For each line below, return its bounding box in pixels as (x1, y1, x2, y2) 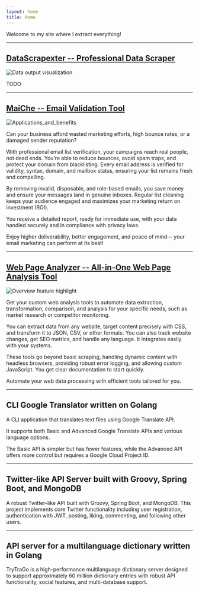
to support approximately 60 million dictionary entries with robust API (6, 572, 176, 579)
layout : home (6, 8, 38, 15)
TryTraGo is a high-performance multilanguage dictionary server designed (6, 566, 188, 573)
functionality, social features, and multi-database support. (6, 579, 148, 586)
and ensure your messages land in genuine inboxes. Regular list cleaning (6, 191, 184, 199)
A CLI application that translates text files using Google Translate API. (6, 416, 176, 423)
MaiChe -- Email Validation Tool (6, 103, 126, 113)
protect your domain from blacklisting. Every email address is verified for (6, 161, 184, 168)
